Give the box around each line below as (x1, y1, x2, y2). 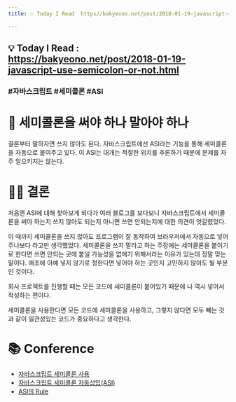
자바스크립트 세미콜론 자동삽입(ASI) (18, 378, 116, 387)
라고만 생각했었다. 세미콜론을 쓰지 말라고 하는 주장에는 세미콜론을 (32, 241, 210, 249)
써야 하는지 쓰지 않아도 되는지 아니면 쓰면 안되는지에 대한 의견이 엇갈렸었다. (20, 217, 227, 226)
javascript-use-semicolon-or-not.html (8, 64, 179, 76)
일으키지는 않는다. (15, 157, 64, 165)
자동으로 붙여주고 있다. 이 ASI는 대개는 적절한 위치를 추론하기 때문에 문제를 (15, 148, 219, 156)
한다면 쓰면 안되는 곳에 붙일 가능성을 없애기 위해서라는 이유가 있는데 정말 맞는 (15, 249, 227, 258)
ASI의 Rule (18, 387, 48, 396)
